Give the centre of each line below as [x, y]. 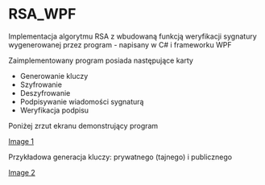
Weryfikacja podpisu [54, 110]
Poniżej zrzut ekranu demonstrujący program [83, 125]
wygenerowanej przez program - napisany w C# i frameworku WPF [120, 44]
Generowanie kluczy [54, 76]
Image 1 [21, 141]
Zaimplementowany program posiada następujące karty [101, 60]
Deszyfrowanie [45, 92]
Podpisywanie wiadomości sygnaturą [82, 101]
